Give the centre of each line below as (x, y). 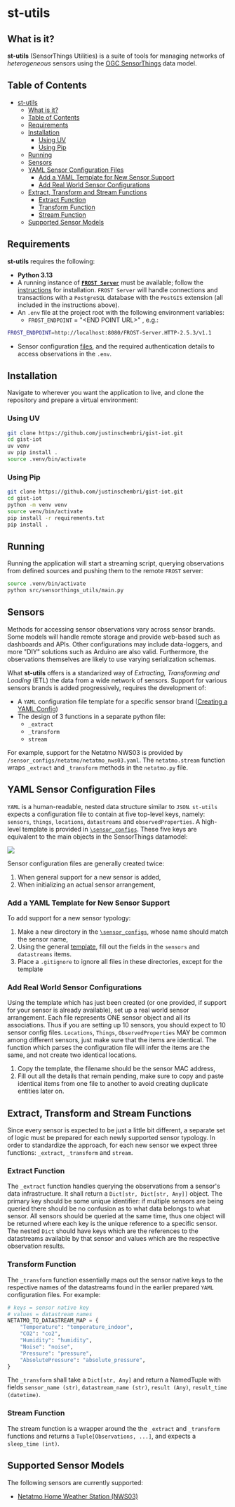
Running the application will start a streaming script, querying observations (116, 563)
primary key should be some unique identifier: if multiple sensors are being (116, 1201)
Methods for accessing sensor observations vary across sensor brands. (111, 629)
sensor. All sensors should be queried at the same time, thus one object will (116, 1216)
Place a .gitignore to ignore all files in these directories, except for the (120, 962)
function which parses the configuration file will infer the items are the (109, 1048)
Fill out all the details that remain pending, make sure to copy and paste (121, 1076)
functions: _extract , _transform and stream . (70, 1153)
